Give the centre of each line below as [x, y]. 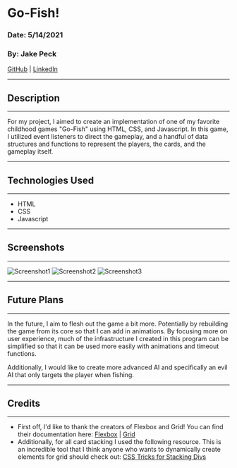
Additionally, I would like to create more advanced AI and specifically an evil [117, 367]
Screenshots [36, 248]
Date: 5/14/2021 [35, 35]
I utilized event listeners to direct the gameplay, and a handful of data [108, 137]
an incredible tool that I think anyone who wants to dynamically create [119, 450]
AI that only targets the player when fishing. [71, 374]
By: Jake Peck [32, 54]
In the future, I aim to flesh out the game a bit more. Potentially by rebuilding [118, 324]
